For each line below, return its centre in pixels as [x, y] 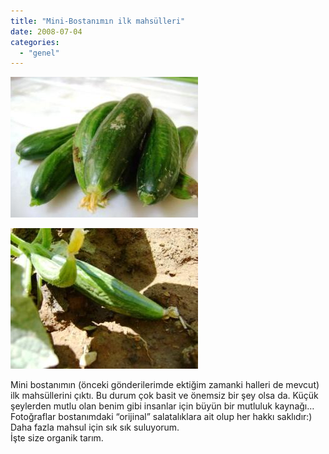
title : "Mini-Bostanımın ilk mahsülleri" [98, 21]
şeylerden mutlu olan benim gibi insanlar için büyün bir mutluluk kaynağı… [162, 406]
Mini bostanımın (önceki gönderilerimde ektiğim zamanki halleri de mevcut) [165, 385]
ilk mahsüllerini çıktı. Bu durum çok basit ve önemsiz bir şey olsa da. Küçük [164, 396]
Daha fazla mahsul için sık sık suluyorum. [95, 427]
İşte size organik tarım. [57, 438]
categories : [35, 42]
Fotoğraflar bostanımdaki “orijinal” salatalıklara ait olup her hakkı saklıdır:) [161, 417]
